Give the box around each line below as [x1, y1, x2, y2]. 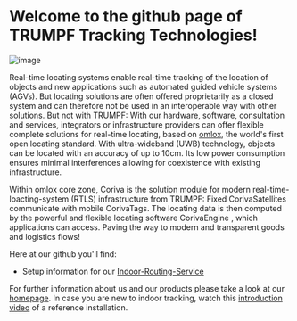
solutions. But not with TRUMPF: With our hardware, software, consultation [9, 110, 285, 120]
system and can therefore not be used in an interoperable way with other [9, 100, 277, 111]
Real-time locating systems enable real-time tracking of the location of [9, 71, 269, 82]
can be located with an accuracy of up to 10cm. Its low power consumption [9, 147, 285, 158]
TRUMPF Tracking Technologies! [9, 25, 258, 45]
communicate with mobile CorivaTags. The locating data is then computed [9, 202, 283, 213]
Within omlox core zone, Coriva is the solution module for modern [9, 184, 252, 194]
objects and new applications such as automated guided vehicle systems [9, 81, 278, 92]
